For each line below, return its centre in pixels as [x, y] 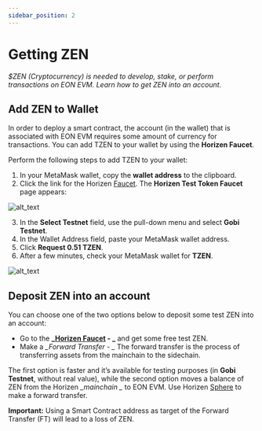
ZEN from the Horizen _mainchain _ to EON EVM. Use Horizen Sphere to [125, 387]
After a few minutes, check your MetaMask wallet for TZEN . [116, 256]
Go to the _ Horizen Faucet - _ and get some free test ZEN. [114, 338]
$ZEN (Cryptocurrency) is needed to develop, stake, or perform [111, 76]
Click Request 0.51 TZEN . [61, 248]
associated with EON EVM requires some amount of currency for [113, 136]
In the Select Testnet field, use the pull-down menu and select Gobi [129, 223]
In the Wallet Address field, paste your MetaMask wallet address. [124, 239]
